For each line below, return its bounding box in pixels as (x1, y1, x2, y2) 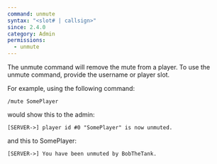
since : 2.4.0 (7, 23, 46, 31)
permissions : (7, 37, 46, 44)
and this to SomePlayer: (7, 136, 77, 145)
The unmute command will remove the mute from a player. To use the (7, 63, 211, 71)
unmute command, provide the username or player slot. (7, 70, 170, 79)
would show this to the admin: (7, 111, 95, 119)
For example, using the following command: (7, 84, 135, 92)
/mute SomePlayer (7, 98, 59, 105)
